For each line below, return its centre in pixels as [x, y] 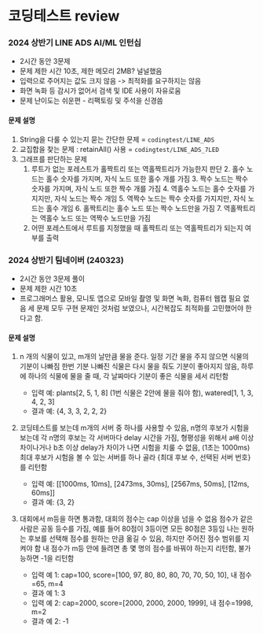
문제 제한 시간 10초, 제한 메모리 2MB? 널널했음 [91, 71]
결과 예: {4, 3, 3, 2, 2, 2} [69, 411]
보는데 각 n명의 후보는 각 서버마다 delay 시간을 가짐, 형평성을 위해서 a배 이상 [137, 438]
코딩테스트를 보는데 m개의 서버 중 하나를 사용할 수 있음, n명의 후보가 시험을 [134, 428]
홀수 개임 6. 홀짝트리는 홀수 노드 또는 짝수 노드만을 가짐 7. [134, 208]
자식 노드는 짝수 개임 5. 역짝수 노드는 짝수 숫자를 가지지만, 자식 [150, 198]
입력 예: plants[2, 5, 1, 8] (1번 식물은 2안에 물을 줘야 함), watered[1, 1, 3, [142, 393]
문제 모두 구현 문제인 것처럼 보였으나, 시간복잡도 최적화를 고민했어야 [140, 308]
